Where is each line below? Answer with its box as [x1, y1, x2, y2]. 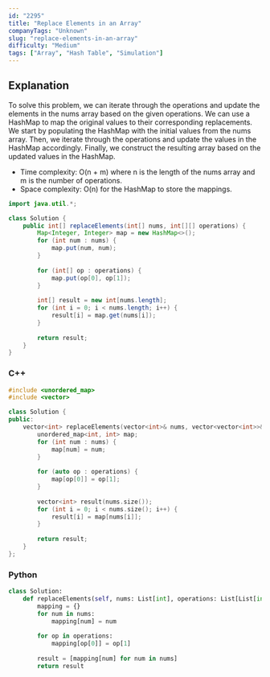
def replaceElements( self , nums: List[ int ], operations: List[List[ [22, 595, 257, 603]
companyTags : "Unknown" [8, 27, 88, 35]
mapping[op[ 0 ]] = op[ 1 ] [51, 640, 131, 648]
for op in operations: [37, 632, 113, 640]
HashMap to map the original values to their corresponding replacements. [8, 117, 253, 127]
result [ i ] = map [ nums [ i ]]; [51, 512, 142, 521]
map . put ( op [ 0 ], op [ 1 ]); [51, 274, 131, 282]
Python [8, 568, 38, 580]
